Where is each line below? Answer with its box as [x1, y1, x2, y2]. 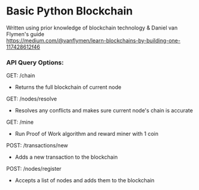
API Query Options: [6, 58, 64, 67]
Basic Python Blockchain [6, 4, 133, 18]
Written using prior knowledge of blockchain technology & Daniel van [6, 24, 178, 31]
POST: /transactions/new [6, 142, 69, 149]
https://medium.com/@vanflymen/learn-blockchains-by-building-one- [6, 37, 181, 44]
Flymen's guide [6, 30, 44, 37]
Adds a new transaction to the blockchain [14, 153, 118, 161]
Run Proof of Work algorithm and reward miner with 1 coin [14, 130, 159, 138]
